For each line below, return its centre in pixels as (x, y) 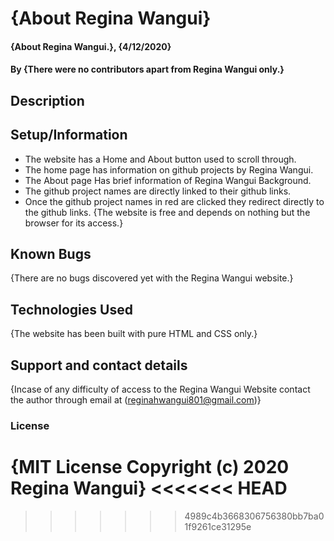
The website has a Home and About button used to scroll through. (160, 159)
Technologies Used (71, 309)
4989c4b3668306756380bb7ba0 (254, 516)
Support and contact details (99, 365)
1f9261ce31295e (218, 526)
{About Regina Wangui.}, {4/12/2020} (91, 46)
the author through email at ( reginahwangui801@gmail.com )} (136, 400)
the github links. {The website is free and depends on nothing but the (167, 212)
